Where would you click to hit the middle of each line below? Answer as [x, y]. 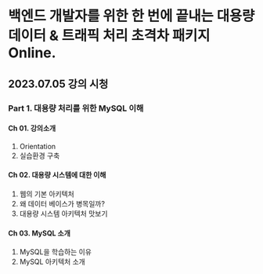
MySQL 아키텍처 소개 [52, 262]
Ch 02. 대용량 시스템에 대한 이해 [57, 175]
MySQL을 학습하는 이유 [56, 252]
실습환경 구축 [40, 155]
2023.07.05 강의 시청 [58, 84]
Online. [32, 53]
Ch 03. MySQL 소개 [39, 233]
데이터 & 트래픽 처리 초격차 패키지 [109, 36]
